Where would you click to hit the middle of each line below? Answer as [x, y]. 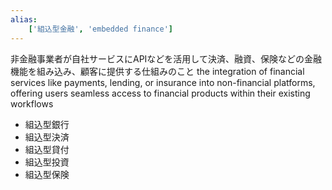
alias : [24, 19]
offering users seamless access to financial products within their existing [160, 93]
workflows [32, 103]
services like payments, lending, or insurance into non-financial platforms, [163, 82]
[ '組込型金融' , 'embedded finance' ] [100, 29]
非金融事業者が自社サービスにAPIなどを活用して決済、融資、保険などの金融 [166, 58]
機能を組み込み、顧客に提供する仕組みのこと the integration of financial [157, 71]
